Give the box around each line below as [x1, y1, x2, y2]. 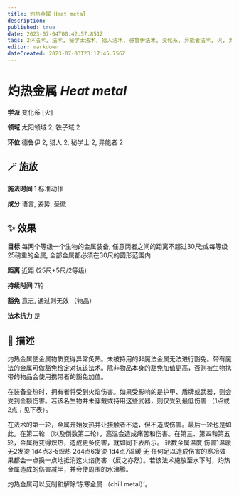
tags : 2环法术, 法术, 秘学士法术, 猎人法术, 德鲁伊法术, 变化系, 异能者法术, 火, [7, 37, 226, 44]
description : [7, 17, 46, 24]
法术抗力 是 [7, 312, 41, 320]
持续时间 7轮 [7, 282, 44, 290]
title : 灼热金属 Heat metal [7, 10, 87, 18]
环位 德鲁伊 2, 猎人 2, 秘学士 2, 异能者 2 [7, 138, 123, 147]
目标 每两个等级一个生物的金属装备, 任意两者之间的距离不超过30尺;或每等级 [7, 243, 228, 251]
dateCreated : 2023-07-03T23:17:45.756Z [7, 50, 126, 58]
